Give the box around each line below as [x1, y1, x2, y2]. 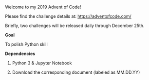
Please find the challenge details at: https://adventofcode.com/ [5, 13, 131, 19]
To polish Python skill [5, 41, 48, 47]
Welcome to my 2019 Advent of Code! [5, 4, 81, 10]
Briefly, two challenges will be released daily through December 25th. [5, 23, 145, 28]
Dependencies [5, 51, 36, 56]
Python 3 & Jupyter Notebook [12, 60, 72, 66]
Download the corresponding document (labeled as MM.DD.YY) [12, 69, 140, 75]
